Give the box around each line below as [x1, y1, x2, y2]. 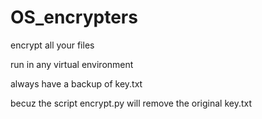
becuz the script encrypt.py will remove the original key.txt [10, 97, 253, 109]
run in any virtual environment [10, 58, 134, 70]
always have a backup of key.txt [10, 77, 143, 90]
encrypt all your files [10, 39, 95, 51]
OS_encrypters [10, 6, 138, 29]
